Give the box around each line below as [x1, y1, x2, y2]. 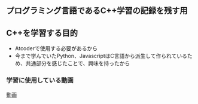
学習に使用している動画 [6, 77, 74, 85]
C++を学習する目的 [6, 27, 78, 38]
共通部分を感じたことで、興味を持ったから [25, 60, 130, 67]
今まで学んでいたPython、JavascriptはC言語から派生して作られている [14, 53, 187, 60]
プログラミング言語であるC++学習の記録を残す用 [6, 5, 188, 16]
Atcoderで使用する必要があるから [14, 45, 98, 52]
